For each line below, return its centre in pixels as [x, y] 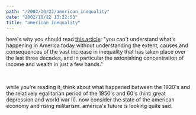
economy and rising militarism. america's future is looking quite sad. [89, 106]
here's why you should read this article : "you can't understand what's [91, 40]
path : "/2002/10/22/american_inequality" [58, 11]
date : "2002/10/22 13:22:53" [42, 17]
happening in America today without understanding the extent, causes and [97, 45]
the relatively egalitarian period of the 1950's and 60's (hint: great [86, 93]
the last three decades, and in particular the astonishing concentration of [95, 58]
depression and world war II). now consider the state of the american [90, 100]
